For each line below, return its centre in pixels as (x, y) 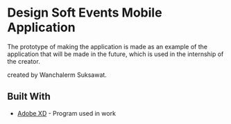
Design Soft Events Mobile (85, 13)
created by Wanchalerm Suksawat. (57, 75)
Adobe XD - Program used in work (67, 113)
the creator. (24, 61)
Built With (29, 97)
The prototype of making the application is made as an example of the (108, 46)
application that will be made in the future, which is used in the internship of (115, 54)
